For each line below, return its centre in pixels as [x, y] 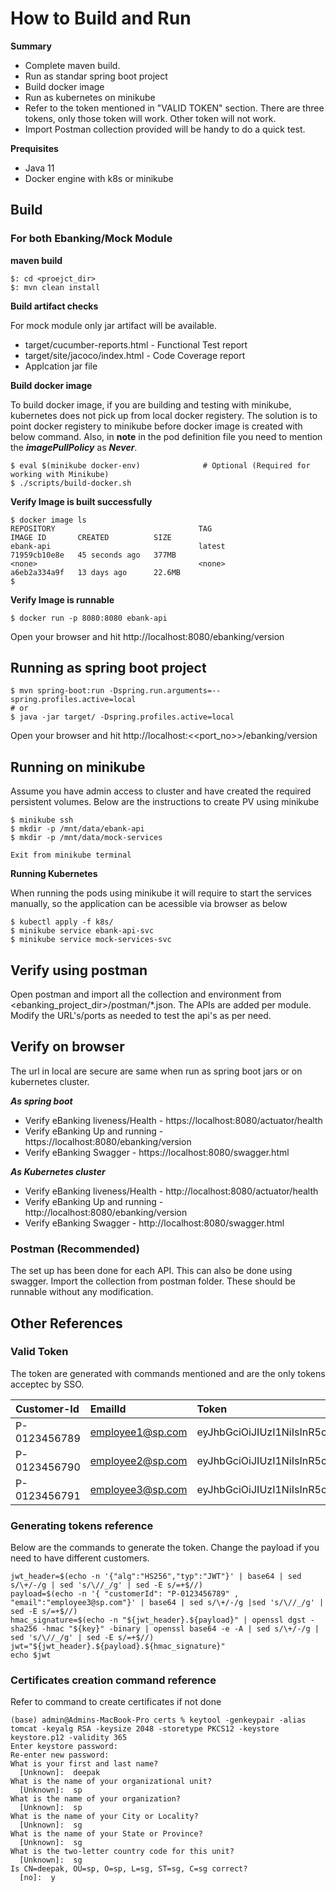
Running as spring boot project [108, 668]
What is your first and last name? [84, 1764]
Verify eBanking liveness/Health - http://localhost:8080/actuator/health [171, 1191]
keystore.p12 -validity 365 [69, 1738]
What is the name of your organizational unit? [111, 1782]
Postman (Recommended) [75, 1249]
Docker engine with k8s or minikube [99, 178]
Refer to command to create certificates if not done [116, 1702]
